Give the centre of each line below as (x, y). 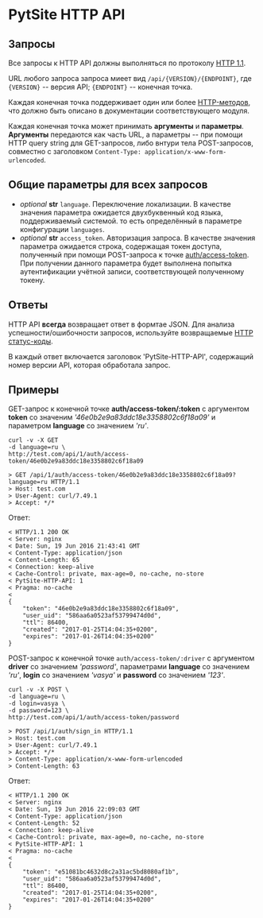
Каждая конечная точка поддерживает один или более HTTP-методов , (130, 102)
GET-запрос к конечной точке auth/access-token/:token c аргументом (129, 409)
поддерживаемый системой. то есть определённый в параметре (131, 221)
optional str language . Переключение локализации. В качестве (126, 203)
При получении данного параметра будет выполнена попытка (126, 263)
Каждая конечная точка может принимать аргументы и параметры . (126, 126)
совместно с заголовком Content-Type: (75, 151)
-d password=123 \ (39, 711)
